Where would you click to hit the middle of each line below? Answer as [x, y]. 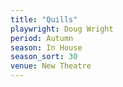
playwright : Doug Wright [62, 29]
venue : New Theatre [51, 66]
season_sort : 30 [44, 57]
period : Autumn [42, 38]
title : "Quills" [44, 19]
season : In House [46, 47]
